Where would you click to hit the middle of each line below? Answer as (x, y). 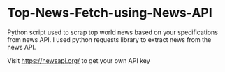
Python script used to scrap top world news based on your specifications (113, 32)
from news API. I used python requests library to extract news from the (109, 39)
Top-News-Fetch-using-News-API (110, 13)
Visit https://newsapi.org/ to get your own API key (79, 60)
